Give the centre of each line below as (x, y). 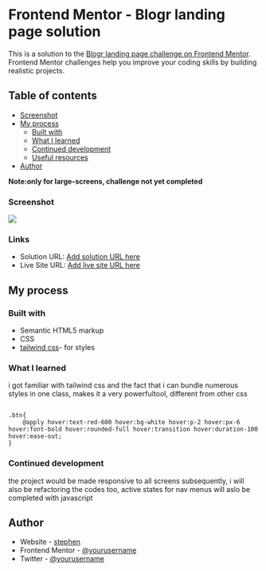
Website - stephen (50, 542)
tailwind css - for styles (57, 348)
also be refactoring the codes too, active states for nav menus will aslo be (129, 489)
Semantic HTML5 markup (62, 331)
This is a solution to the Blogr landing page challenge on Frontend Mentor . (129, 53)
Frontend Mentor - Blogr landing (117, 15)
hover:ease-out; (35, 436)
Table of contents (53, 96)
